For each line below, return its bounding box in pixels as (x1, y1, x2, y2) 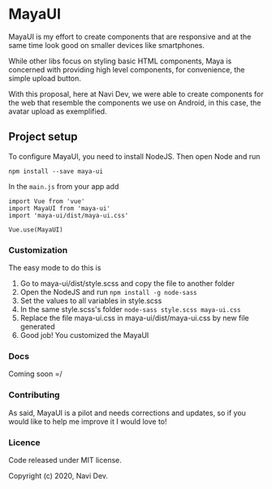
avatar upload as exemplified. (8, 106, 107, 116)
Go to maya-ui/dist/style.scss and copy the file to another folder (19, 279, 235, 288)
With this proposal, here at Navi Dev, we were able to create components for (8, 89, 264, 98)
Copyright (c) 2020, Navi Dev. (8, 470, 108, 480)
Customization (8, 244, 68, 256)
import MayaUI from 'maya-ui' (8, 204, 111, 212)
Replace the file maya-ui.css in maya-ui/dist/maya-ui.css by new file (19, 314, 249, 323)
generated (19, 322, 55, 331)
